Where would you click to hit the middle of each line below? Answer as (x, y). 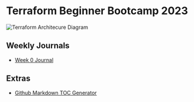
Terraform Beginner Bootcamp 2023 (97, 11)
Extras (18, 79)
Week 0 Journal (34, 60)
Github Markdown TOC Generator (56, 93)
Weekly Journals (38, 46)
